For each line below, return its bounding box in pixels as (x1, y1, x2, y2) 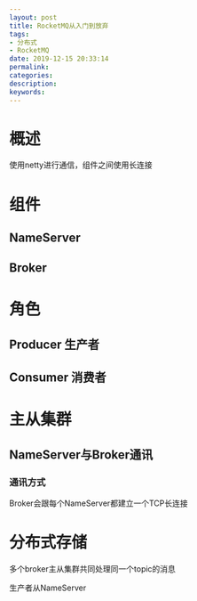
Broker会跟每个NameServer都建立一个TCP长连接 (9, 498, 188, 508)
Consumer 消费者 (9, 370, 106, 386)
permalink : (9, 63, 50, 72)
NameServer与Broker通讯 (9, 447, 154, 462)
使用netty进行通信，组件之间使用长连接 (9, 159, 153, 170)
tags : (9, 29, 29, 38)
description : (9, 79, 58, 88)
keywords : (9, 87, 46, 96)
